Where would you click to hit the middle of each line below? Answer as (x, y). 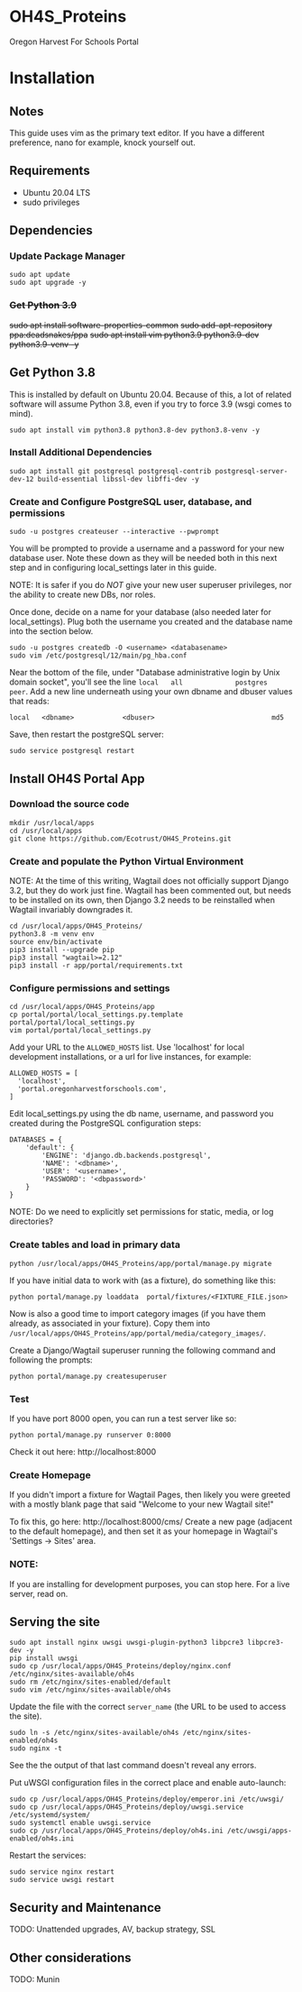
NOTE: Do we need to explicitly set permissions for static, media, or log (142, 1212)
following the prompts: (51, 1360)
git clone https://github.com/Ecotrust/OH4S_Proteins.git (120, 839)
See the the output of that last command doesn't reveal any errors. (133, 1766)
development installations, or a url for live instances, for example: (130, 1057)
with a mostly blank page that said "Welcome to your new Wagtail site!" (142, 1504)
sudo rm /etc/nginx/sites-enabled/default (90, 1682)
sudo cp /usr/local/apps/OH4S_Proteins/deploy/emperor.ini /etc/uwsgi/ (146, 1799)
